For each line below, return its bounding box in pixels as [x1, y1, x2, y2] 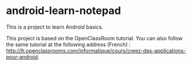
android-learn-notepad [6, 4, 121, 18]
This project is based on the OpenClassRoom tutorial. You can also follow [6, 34, 183, 41]
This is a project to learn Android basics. [6, 23, 104, 30]
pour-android [6, 53, 38, 60]
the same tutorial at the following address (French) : [6, 41, 131, 48]
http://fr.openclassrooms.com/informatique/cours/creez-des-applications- [6, 47, 186, 54]
